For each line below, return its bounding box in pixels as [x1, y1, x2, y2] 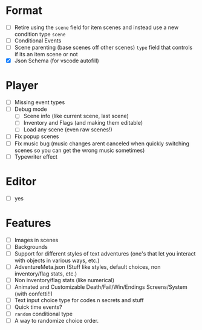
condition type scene [14, 31, 66, 38]
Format [5, 4, 43, 18]
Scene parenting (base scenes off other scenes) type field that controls [14, 44, 193, 51]
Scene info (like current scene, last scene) [23, 113, 129, 120]
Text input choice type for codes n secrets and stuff [14, 296, 144, 303]
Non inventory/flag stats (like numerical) [14, 276, 115, 283]
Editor [5, 174, 37, 188]
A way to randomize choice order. [14, 317, 99, 325]
